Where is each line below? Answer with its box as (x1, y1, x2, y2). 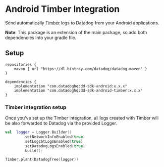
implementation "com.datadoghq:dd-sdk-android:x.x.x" (14, 83, 127, 88)
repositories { (5, 62, 37, 67)
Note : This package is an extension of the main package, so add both (5, 29, 147, 35)
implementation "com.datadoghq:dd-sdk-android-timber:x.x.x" (14, 88, 143, 93)
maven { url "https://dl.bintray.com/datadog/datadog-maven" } (14, 66, 148, 71)
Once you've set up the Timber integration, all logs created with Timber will (5, 115, 159, 121)
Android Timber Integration (5, 3, 120, 15)
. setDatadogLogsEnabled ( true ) (23, 143, 85, 149)
